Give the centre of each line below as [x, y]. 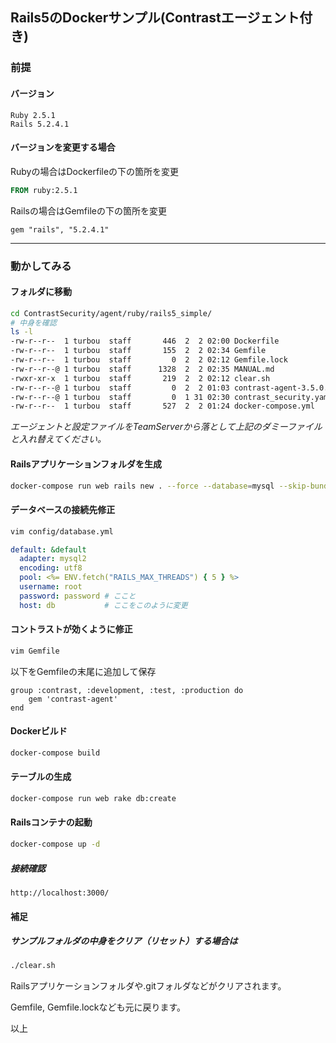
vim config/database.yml [62, 531]
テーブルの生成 [41, 777]
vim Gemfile [35, 651]
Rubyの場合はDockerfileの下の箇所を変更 [95, 171]
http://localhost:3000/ [60, 893]
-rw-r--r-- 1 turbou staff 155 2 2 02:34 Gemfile [138, 351]
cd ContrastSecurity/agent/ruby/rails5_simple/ [111, 313]
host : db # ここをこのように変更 [103, 605]
